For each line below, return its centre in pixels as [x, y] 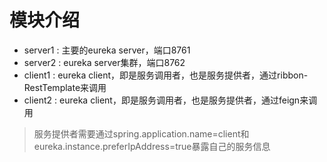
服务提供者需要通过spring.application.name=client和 [141, 133]
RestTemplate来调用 [65, 87]
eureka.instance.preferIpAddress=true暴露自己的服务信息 [152, 146]
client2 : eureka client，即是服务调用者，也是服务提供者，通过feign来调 [170, 100]
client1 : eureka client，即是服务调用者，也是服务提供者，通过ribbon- [166, 75]
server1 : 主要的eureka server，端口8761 [107, 50]
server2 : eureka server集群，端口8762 [104, 62]
